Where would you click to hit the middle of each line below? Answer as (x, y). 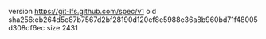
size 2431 (62, 28)
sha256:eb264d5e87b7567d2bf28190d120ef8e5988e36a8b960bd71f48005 (133, 19)
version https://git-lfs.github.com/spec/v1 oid (82, 11)
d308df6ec (27, 28)
